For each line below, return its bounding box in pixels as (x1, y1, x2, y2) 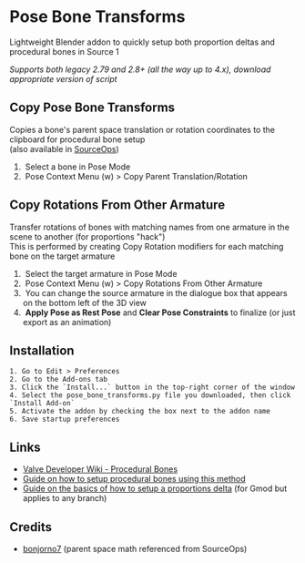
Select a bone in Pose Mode (25, 161, 131, 172)
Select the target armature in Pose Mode (25, 268, 178, 279)
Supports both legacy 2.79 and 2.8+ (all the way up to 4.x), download (9, 64, 271, 75)
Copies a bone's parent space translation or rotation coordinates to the (9, 124, 276, 135)
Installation (9, 343, 75, 358)
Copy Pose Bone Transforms (9, 100, 176, 116)
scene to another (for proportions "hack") (9, 230, 166, 242)
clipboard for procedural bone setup (9, 134, 146, 145)
